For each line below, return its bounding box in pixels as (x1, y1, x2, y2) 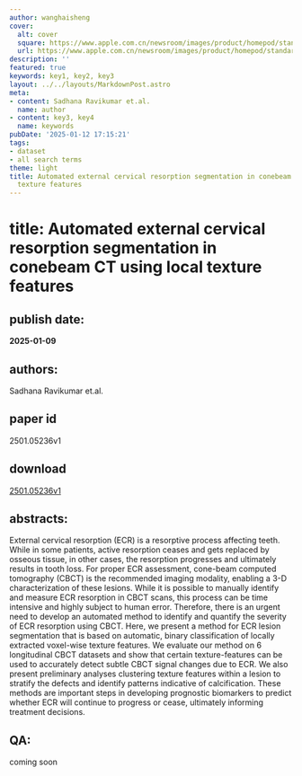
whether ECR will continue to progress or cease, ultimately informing (9, 697, 263, 708)
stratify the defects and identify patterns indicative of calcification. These (9, 678, 281, 689)
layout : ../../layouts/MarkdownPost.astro (9, 80, 171, 89)
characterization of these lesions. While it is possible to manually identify (9, 583, 280, 594)
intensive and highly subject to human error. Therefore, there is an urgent (9, 602, 280, 613)
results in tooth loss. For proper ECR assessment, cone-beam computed (9, 563, 277, 575)
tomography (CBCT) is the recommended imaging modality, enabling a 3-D (9, 573, 288, 584)
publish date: (9, 312, 85, 327)
